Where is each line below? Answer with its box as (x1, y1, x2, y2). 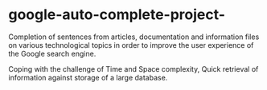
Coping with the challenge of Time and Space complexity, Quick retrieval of (8, 64, 259, 73)
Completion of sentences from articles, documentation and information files (8, 32, 260, 41)
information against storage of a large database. (8, 72, 168, 82)
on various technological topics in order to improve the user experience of (8, 40, 254, 49)
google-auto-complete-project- (8, 6, 226, 24)
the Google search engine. (8, 49, 97, 58)
